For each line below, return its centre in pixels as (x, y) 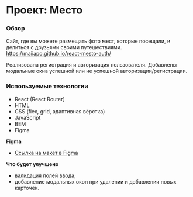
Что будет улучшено (32, 164)
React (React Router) (40, 99)
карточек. (27, 188)
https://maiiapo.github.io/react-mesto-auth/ (58, 54)
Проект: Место (44, 10)
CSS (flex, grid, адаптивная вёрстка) (60, 111)
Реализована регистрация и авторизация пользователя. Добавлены (92, 65)
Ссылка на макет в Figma (46, 153)
